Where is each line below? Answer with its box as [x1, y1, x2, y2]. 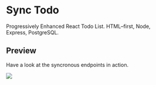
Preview [6, 46, 37, 56]
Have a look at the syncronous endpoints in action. [6, 61, 129, 68]
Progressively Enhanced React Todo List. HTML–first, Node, [6, 23, 151, 30]
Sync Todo [6, 3, 60, 17]
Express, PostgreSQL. [6, 29, 59, 36]
